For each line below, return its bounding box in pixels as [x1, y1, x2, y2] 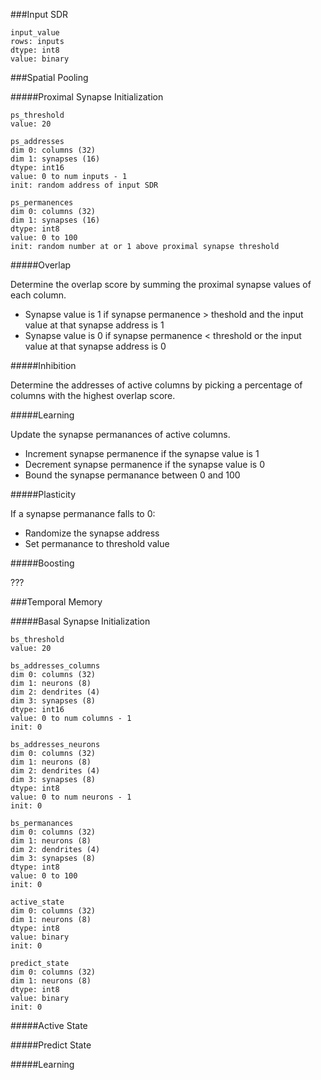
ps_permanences [10, 198, 74, 208]
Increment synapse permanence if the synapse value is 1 [24, 448, 260, 459]
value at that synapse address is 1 [24, 319, 165, 331]
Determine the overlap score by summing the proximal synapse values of [10, 279, 312, 290]
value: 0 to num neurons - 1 [10, 792, 132, 802]
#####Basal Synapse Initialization [10, 615, 151, 627]
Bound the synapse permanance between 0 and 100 [24, 469, 241, 481]
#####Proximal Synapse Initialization [10, 91, 164, 103]
